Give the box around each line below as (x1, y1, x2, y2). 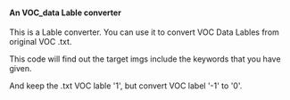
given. (9, 63, 33, 74)
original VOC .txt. (9, 37, 72, 47)
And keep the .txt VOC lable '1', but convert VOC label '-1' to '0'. (9, 80, 243, 91)
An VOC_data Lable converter (9, 7, 122, 18)
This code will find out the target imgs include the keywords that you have (9, 54, 281, 64)
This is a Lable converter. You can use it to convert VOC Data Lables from (9, 27, 279, 37)
